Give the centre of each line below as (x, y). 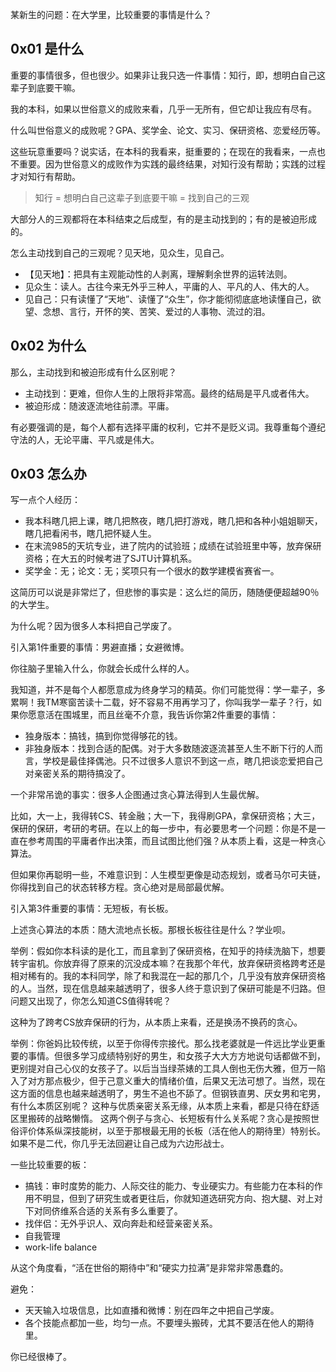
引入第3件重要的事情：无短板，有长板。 (92, 909)
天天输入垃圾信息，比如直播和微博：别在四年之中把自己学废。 (152, 1310)
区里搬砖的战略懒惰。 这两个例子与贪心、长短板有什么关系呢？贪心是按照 (160, 1119)
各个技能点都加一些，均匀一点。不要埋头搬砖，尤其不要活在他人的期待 (169, 1323)
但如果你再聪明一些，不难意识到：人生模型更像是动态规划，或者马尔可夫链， (168, 875)
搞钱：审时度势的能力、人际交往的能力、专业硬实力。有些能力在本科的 (169, 1186)
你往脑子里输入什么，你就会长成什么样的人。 (102, 669)
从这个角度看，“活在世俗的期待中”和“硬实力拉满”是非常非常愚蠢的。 (149, 1268)
